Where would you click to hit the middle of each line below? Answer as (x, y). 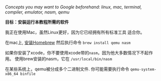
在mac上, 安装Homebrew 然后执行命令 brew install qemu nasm (68, 42)
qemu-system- (143, 69)
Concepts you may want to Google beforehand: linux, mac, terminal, (73, 7)
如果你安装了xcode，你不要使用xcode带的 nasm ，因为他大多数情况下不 (75, 53)
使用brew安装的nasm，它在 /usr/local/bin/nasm (63, 59)
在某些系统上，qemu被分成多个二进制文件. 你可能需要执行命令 (67, 69)
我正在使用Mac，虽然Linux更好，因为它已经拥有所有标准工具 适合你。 (75, 32)
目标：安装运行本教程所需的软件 (37, 22)
